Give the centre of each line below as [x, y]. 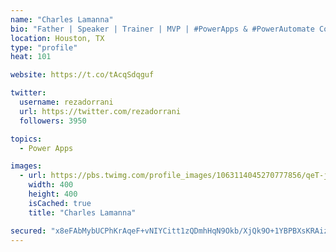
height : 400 [53, 194]
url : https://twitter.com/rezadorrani [100, 111]
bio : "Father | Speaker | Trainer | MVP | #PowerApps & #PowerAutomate [162, 29]
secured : [28, 231]
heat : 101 [31, 57]
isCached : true [60, 203]
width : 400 [51, 185]
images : [26, 166]
